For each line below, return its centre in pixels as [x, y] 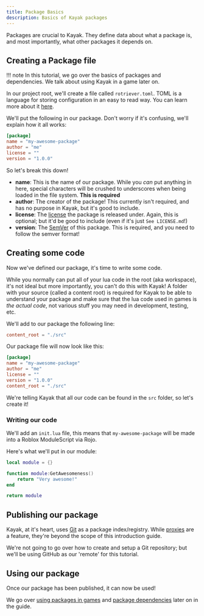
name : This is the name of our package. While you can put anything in [103, 182]
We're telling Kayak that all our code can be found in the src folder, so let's [100, 397]
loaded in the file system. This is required [68, 195]
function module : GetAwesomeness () [50, 473]
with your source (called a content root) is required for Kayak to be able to [99, 292]
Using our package [43, 573]
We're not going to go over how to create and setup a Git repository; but [97, 548]
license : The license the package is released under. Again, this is [97, 214]
